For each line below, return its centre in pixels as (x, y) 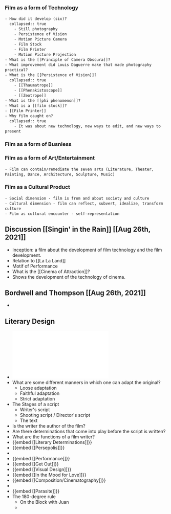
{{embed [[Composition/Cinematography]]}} (59, 480)
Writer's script (35, 410)
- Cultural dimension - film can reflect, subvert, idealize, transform (84, 204)
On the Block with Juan (45, 502)
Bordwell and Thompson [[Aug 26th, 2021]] (76, 293)
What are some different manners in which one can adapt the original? (86, 383)
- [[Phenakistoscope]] (38, 91)
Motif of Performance (35, 266)
